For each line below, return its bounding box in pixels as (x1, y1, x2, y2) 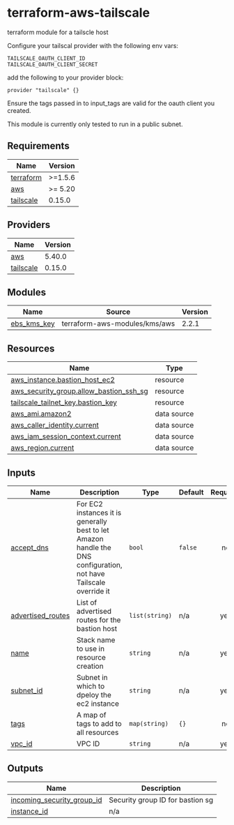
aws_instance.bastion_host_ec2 (10, 375, 115, 385)
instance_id (10, 806, 49, 816)
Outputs (7, 762, 44, 775)
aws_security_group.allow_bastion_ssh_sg (10, 386, 148, 396)
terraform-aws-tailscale (7, 5, 150, 21)
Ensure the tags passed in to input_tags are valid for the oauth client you (7, 99, 214, 107)
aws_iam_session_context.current (10, 432, 121, 441)
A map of (76, 710, 107, 720)
